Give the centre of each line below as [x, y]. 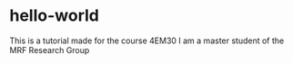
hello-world [55, 16]
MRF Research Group [50, 49]
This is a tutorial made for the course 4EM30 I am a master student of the [147, 40]
